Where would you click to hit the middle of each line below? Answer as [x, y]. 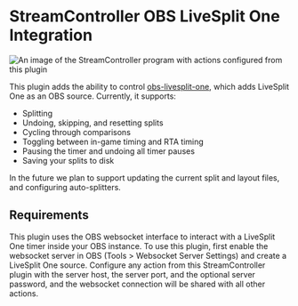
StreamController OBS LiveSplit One [145, 16]
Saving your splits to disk [68, 160]
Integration [51, 35]
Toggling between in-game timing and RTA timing [113, 141]
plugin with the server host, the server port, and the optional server [133, 274]
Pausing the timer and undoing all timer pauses [109, 151]
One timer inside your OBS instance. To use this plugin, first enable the [139, 246]
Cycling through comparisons [77, 132]
